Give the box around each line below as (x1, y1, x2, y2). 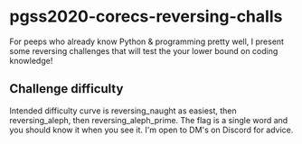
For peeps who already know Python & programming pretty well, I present (9, 36, 285, 47)
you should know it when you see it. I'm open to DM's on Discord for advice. (9, 124, 294, 135)
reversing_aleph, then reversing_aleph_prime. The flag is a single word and (9, 114, 288, 125)
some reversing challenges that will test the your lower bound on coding (9, 45, 278, 56)
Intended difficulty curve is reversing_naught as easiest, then (9, 105, 237, 116)
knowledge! (9, 55, 53, 66)
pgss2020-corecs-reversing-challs (9, 6, 283, 27)
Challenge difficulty (9, 81, 124, 96)
